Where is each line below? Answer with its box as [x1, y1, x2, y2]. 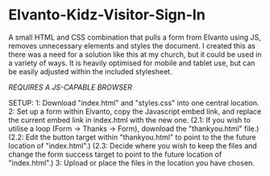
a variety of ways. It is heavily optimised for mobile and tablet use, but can [8, 58, 255, 68]
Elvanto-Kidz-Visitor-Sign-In [8, 6, 206, 24]
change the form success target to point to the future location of [8, 149, 222, 159]
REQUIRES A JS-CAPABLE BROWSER [8, 82, 133, 92]
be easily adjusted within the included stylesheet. [8, 66, 172, 76]
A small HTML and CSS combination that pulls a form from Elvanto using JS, [8, 32, 261, 42]
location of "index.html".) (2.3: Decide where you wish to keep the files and [8, 140, 258, 150]
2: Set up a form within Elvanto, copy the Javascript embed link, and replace [8, 107, 262, 116]
